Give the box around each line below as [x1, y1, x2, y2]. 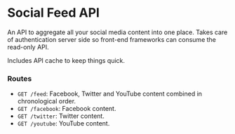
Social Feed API [7, 5, 100, 21]
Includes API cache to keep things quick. [7, 56, 125, 64]
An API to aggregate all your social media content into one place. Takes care [7, 28, 228, 36]
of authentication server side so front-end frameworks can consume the [7, 35, 216, 43]
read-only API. [7, 43, 49, 51]
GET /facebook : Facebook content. [17, 105, 116, 113]
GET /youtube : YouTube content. [17, 119, 110, 128]
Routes [7, 73, 32, 83]
